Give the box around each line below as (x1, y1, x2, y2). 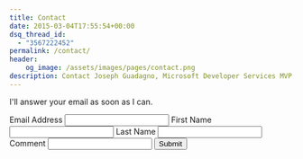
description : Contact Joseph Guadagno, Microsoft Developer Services (9, 72, 277, 81)
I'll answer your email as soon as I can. (9, 96, 153, 107)
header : (9, 55, 39, 64)
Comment (9, 137, 47, 148)
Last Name (115, 126, 156, 137)
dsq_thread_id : (9, 30, 67, 39)
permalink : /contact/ (9, 47, 91, 56)
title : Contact (9, 13, 67, 22)
